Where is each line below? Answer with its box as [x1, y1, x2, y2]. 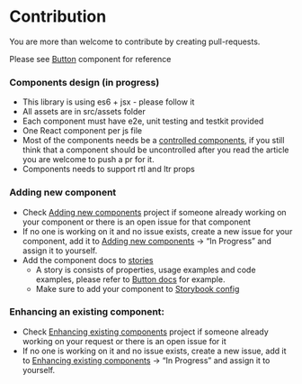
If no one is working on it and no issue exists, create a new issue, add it [22, 345, 287, 356]
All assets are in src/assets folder [22, 106, 146, 117]
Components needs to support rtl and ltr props [22, 164, 195, 175]
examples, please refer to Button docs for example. [35, 273, 226, 285]
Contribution [9, 6, 107, 27]
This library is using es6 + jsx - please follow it [22, 96, 195, 107]
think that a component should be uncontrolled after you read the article [22, 144, 289, 155]
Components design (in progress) [9, 76, 160, 88]
